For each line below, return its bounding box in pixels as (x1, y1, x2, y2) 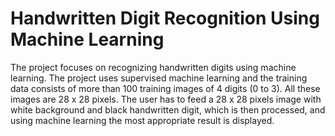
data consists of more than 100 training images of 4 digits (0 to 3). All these (10, 82, 321, 94)
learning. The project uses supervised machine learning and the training (10, 72, 308, 84)
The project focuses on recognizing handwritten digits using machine (10, 61, 297, 73)
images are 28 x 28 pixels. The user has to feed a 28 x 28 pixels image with (10, 93, 322, 105)
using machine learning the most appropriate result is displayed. (10, 114, 275, 126)
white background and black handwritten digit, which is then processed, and (10, 103, 326, 116)
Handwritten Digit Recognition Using (10, 7, 320, 30)
